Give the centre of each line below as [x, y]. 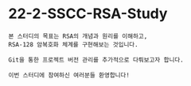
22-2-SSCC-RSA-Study [88, 14]
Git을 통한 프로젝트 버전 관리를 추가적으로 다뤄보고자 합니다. [96, 60]
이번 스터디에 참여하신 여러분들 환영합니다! [69, 75]
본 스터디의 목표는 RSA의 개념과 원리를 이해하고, [78, 36]
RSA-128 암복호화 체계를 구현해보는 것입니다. [73, 44]
